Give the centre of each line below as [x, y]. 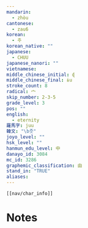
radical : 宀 [21, 92]
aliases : [17, 177]
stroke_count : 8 [27, 86]
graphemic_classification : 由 [44, 166]
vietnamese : [21, 69]
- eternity [26, 120]
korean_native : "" [30, 46]
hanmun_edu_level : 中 [33, 148]
